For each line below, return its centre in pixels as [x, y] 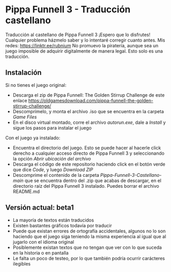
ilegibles [22, 264]
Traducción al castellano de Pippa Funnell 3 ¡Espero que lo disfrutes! [78, 34]
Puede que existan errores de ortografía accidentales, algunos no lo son [89, 231]
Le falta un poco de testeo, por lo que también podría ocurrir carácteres [89, 258]
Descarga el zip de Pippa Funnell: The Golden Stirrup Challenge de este [89, 95]
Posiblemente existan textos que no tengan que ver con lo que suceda [87, 247]
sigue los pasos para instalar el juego [52, 128]
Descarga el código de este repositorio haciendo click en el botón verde [89, 164]
